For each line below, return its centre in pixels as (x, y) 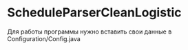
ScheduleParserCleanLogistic (94, 13)
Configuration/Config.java (44, 38)
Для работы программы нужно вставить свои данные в (90, 32)
